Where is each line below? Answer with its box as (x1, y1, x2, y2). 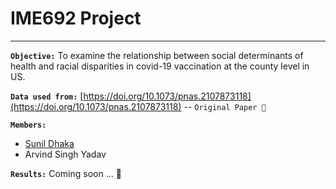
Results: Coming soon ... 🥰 (10, 167, 122, 179)
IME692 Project (10, 7, 142, 30)
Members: (10, 120, 47, 130)
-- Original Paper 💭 (183, 100, 267, 112)
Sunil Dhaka (24, 137, 75, 149)
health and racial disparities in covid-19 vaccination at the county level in (10, 60, 310, 72)
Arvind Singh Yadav (24, 148, 107, 160)
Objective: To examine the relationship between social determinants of (10, 49, 304, 61)
